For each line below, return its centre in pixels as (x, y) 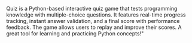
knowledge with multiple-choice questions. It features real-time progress (96, 15)
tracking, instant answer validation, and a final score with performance (93, 21)
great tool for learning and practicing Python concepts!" (75, 34)
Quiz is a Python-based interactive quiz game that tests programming (92, 9)
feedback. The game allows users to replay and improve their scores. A (94, 27)
